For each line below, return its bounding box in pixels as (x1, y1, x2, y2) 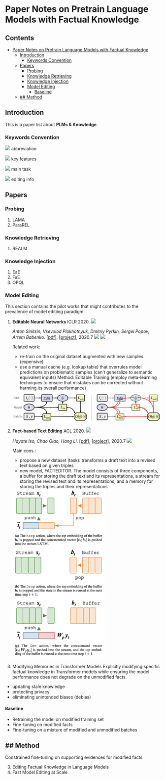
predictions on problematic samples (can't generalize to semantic (19, 369, 153, 375)
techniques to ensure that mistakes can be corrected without (19, 379, 144, 385)
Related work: (12, 344, 40, 350)
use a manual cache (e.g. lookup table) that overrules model (19, 364, 142, 369)
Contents (5, 34, 34, 42)
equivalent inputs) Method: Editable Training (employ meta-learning (19, 374, 157, 380)
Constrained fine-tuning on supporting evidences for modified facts (5, 754, 143, 760)
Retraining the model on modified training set (12, 716, 104, 723)
